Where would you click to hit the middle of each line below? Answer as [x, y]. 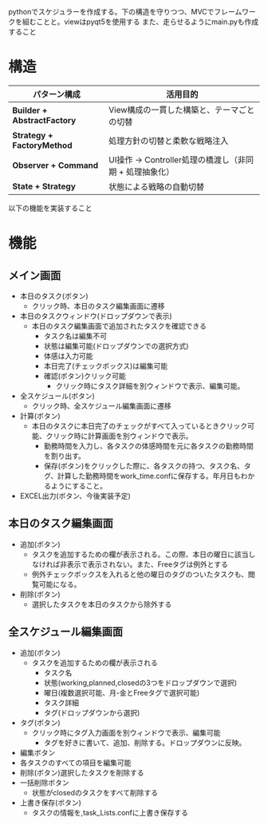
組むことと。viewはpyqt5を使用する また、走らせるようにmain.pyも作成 [140, 22]
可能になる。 [60, 584]
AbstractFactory [44, 120]
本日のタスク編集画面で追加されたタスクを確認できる [119, 325]
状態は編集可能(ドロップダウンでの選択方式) [116, 345]
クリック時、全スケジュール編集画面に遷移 [101, 405]
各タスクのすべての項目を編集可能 [75, 763]
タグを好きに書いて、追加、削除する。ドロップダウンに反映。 [145, 743]
